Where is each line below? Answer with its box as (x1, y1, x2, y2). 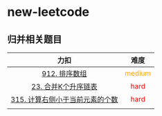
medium (124, 68, 152, 78)
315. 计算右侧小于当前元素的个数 (10, 95, 118, 104)
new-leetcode (7, 4, 90, 20)
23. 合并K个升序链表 (30, 82, 98, 91)
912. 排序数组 (42, 69, 87, 78)
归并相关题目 (7, 33, 62, 45)
